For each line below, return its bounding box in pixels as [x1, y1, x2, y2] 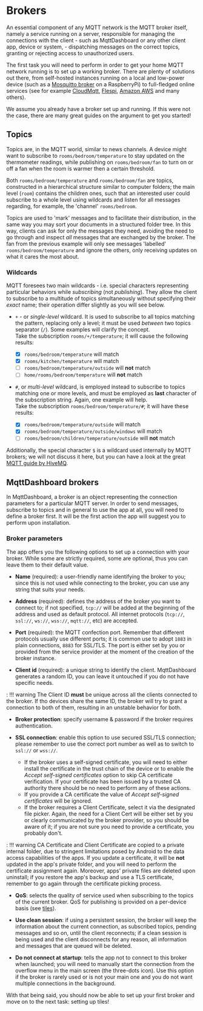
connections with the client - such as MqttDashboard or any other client [6, 36, 186, 44]
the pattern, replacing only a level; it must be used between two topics [15, 319, 191, 327]
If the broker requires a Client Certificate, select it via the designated [24, 803, 195, 811]
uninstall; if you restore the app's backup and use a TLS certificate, [6, 873, 174, 880]
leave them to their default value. [6, 561, 89, 568]
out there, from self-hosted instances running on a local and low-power [6, 74, 185, 81]
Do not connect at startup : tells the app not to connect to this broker [15, 954, 187, 961]
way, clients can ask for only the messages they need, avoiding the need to [6, 227, 195, 234]
